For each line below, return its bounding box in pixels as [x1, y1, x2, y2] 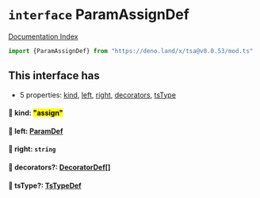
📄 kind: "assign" [8, 109, 63, 118]
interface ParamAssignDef [8, 6, 190, 24]
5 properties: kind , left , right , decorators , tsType [19, 89, 177, 100]
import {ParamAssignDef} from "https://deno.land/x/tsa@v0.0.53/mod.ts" [8, 47, 254, 55]
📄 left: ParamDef [8, 126, 63, 135]
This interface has [8, 69, 101, 82]
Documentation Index [8, 32, 78, 41]
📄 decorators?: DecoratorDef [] [8, 162, 111, 172]
